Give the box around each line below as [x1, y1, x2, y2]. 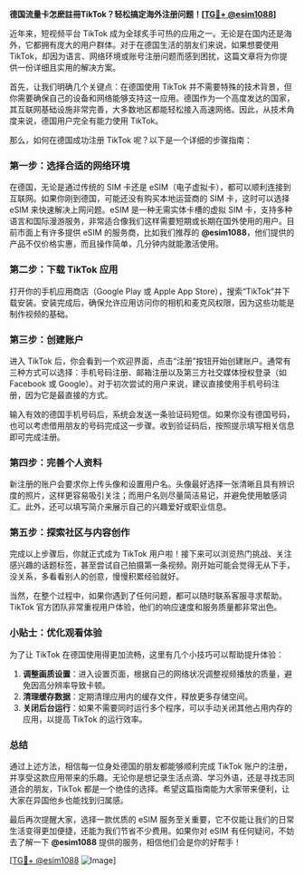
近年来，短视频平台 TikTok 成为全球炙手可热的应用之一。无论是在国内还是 [9, 28, 285, 39]
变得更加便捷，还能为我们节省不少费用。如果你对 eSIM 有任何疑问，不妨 [24, 825, 295, 837]
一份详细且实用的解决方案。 [16, 63, 120, 73]
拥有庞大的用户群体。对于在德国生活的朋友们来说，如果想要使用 [40, 40, 279, 50]
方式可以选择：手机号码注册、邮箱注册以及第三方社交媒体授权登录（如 [24, 366, 287, 377]
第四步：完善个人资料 [9, 456, 102, 469]
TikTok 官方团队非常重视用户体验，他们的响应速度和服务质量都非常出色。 [9, 602, 282, 613]
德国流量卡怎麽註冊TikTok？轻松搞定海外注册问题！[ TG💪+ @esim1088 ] [9, 9, 277, 19]
